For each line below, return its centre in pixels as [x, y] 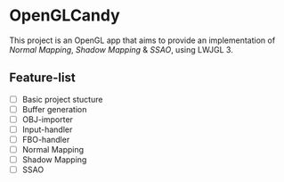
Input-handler [47, 129]
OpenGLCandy [65, 16]
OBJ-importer [48, 119]
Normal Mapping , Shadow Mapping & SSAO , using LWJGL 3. [121, 49]
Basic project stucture [62, 99]
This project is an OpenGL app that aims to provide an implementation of [142, 40]
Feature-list [42, 78]
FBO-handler [46, 140]
